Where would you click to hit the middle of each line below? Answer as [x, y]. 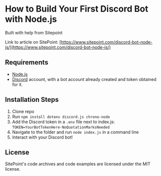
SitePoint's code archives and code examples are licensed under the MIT [78, 164]
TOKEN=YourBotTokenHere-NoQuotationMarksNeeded [61, 127]
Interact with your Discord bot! [42, 137]
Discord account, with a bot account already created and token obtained [84, 79]
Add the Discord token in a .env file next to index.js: [63, 122]
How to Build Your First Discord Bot [77, 9]
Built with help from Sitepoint [34, 32]
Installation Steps [32, 100]
